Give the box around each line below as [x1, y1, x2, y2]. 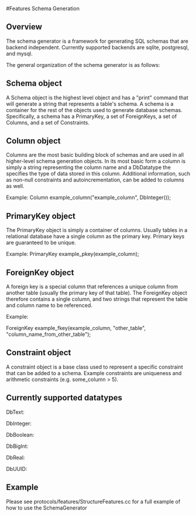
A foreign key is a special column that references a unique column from [6, 283, 178, 290]
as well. [6, 183, 25, 190]
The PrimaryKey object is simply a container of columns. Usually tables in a [6, 227, 188, 234]
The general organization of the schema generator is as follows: [6, 61, 160, 68]
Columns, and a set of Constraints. [6, 119, 90, 126]
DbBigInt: [6, 443, 29, 450]
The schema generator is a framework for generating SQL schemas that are [6, 38, 188, 45]
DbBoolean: [6, 431, 35, 438]
